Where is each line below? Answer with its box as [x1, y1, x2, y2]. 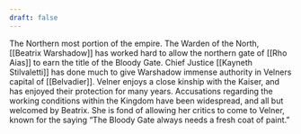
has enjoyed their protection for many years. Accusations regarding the [9, 85, 273, 96]
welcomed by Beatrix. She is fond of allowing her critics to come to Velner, [9, 104, 285, 115]
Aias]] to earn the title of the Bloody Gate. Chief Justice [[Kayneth [9, 57, 253, 67]
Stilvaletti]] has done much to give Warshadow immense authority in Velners [9, 67, 292, 77]
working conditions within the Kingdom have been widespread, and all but [9, 95, 284, 106]
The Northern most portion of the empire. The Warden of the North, [9, 38, 260, 49]
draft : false [9, 13, 58, 22]
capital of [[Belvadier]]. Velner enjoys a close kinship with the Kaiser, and [9, 76, 280, 86]
